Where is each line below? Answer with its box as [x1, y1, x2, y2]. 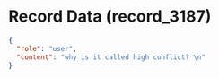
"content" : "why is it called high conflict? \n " [16, 52, 206, 62]
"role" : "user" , [16, 44, 77, 53]
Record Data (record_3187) [8, 6, 212, 27]
